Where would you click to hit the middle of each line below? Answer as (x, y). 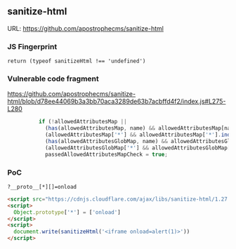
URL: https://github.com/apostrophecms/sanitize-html (85, 28)
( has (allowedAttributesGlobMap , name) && (106, 142)
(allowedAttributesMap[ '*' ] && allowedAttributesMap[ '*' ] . (133, 135)
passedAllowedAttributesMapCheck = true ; (106, 154)
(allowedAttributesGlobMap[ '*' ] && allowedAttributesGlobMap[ (138, 148)
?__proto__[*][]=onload (42, 187)
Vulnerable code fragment (53, 79)
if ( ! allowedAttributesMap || (83, 122)
